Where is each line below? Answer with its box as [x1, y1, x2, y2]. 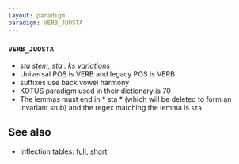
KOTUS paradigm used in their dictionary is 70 [19, 86, 172, 95]
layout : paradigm [8, 11, 66, 20]
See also [8, 125, 51, 139]
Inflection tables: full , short [19, 147, 108, 156]
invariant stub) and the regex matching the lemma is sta [19, 102, 202, 112]
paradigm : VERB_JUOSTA [8, 19, 83, 27]
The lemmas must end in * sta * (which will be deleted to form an [19, 94, 232, 103]
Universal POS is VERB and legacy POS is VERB [19, 69, 176, 79]
